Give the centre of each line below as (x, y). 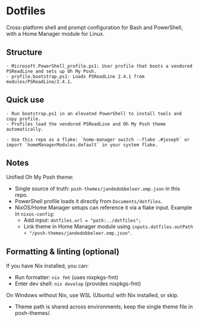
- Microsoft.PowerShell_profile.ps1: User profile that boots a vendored (99, 66)
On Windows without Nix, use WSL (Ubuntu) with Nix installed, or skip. (93, 295)
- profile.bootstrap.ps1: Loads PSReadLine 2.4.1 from (75, 76)
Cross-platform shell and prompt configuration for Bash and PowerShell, (94, 27)
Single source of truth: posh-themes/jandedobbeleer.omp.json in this (97, 189)
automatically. (25, 129)
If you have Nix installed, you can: (48, 266)
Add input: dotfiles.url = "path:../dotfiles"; (82, 220)
